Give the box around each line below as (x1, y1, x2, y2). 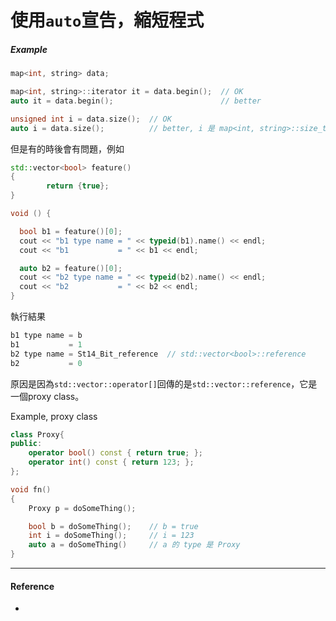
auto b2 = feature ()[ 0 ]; (19, 263, 123, 273)
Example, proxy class (10, 410, 98, 422)
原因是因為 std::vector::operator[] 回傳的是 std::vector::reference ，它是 (10, 377, 318, 390)
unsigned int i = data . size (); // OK (10, 114, 172, 124)
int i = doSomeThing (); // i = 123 (28, 531, 195, 541)
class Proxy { (10, 429, 65, 440)
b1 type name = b (10, 331, 83, 341)
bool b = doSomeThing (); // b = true (28, 521, 199, 531)
